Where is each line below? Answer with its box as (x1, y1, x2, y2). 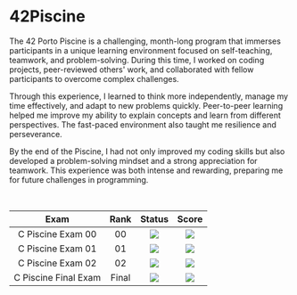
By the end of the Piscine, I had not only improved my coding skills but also (9, 145, 285, 157)
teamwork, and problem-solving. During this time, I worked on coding (9, 54, 265, 65)
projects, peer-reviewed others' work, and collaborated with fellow (9, 64, 254, 75)
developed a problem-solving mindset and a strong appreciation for (9, 155, 258, 166)
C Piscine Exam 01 (17, 242, 97, 255)
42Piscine (9, 6, 87, 27)
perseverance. (9, 128, 62, 139)
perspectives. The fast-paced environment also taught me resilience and (9, 119, 276, 130)
